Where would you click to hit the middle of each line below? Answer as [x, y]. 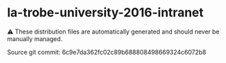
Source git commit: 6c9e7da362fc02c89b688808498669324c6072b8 [107, 52]
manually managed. [35, 38]
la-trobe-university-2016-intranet [105, 13]
